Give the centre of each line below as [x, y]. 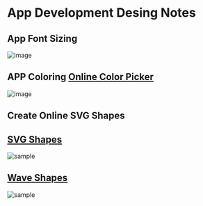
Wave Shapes [38, 178]
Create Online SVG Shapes [66, 116]
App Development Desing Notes [101, 13]
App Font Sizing [42, 39]
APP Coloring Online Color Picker [81, 77]
